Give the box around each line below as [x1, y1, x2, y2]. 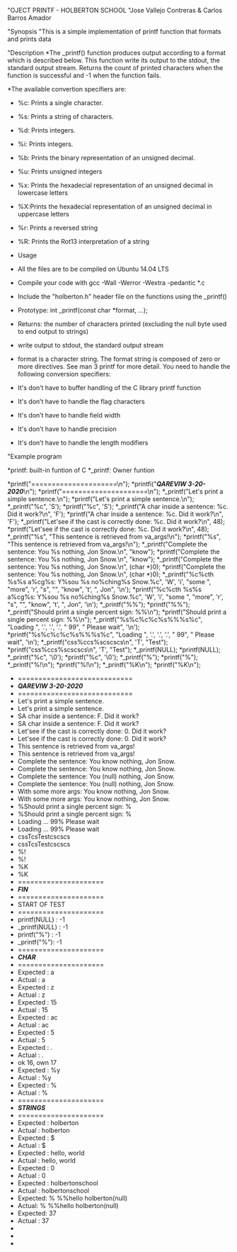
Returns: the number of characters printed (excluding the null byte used [17, 320, 227, 328]
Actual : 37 [17, 1217, 50, 1225]
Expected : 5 [17, 1028, 54, 1036]
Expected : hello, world [17, 1148, 85, 1157]
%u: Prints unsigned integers [17, 167, 103, 176]
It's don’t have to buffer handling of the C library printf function [17, 384, 202, 392]
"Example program [7, 452, 62, 460]
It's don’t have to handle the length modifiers [17, 439, 149, 447]
